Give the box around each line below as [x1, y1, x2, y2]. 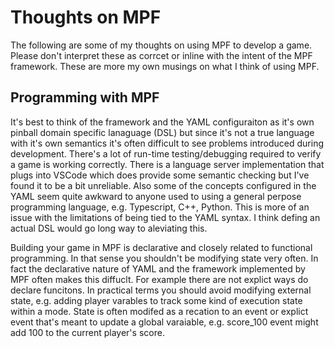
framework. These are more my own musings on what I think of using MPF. [10, 60, 320, 72]
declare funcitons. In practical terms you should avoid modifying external [10, 284, 312, 296]
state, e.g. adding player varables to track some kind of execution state [10, 294, 303, 306]
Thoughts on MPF [10, 6, 162, 29]
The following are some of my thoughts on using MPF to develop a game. [10, 39, 313, 51]
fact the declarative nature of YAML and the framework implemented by [10, 262, 306, 275]
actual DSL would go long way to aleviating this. [10, 222, 208, 234]
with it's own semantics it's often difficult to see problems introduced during [10, 137, 325, 149]
